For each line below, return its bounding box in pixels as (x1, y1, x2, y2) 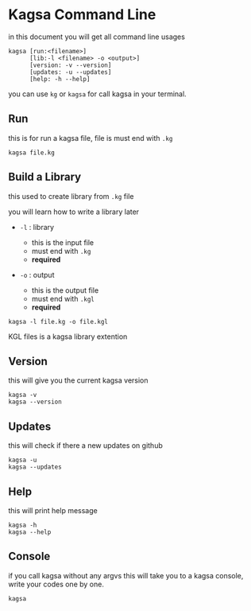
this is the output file (31, 285, 99, 295)
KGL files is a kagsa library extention (8, 332, 128, 341)
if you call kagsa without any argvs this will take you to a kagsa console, (8, 570, 244, 580)
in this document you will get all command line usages (8, 32, 185, 41)
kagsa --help (8, 528, 52, 536)
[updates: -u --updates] (29, 68, 112, 76)
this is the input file (31, 237, 95, 247)
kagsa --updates (8, 463, 62, 471)
